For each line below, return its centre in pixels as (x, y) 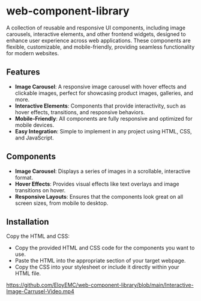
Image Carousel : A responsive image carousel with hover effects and (101, 87)
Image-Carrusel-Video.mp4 (40, 291)
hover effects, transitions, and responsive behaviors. (80, 112)
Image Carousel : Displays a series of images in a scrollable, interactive (103, 171)
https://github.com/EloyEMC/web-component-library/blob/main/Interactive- (100, 285)
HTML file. (28, 273)
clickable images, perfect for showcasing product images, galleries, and (104, 93)
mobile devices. (34, 125)
